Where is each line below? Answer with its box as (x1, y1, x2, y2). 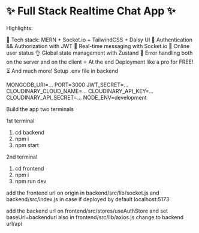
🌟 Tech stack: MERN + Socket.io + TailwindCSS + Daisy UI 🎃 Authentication (6, 36, 193, 43)
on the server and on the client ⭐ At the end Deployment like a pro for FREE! (6, 58, 194, 65)
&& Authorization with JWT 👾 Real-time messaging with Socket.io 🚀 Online (6, 42, 190, 49)
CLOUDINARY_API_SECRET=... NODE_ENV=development (6, 94, 147, 101)
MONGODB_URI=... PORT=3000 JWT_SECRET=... (6, 81, 129, 88)
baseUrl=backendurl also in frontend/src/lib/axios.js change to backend (6, 213, 184, 220)
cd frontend (14, 165, 44, 172)
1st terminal (6, 117, 35, 124)
